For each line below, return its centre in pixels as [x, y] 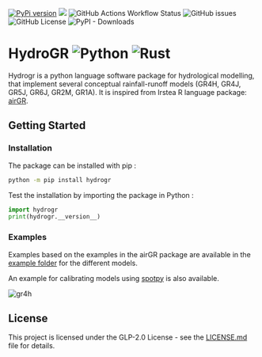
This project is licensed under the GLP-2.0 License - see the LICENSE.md [128, 337]
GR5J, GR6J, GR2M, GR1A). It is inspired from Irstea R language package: [127, 92]
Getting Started [47, 125]
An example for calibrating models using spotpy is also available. [114, 278]
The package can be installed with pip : [72, 165]
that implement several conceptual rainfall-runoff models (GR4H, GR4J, [125, 84]
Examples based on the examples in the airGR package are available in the [129, 254]
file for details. [32, 346]
